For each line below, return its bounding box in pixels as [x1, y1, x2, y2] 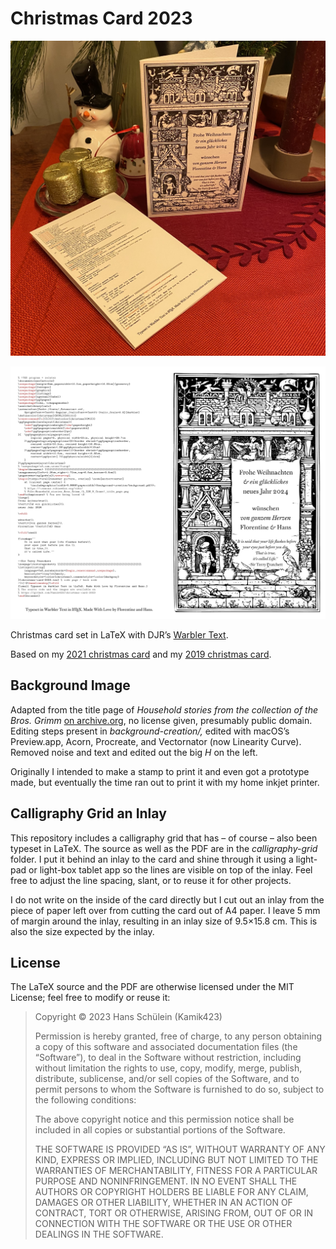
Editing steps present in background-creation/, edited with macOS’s [10, 725, 290, 737]
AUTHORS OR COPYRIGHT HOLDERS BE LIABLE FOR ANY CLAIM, [34, 1186, 309, 1198]
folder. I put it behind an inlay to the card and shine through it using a [10, 853, 294, 865]
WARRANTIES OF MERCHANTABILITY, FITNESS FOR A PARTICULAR [34, 1165, 318, 1177]
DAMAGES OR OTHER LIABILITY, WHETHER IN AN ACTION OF [34, 1197, 293, 1209]
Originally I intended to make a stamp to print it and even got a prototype [10, 765, 310, 777]
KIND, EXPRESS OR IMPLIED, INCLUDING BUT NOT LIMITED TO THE [34, 1154, 319, 1166]
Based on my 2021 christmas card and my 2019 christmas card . [10, 648, 272, 661]
